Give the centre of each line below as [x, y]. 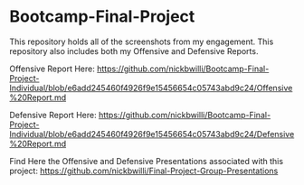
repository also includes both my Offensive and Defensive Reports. [134, 51]
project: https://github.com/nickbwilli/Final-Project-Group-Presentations [144, 171]
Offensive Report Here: [52, 69]
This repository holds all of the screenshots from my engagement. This [142, 42]
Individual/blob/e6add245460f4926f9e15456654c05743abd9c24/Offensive [151, 88]
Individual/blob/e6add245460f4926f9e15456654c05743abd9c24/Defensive [152, 134]
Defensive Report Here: [53, 115]
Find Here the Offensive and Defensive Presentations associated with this [146, 161]
